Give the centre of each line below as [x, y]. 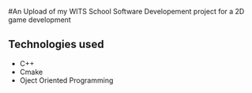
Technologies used [56, 45]
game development [39, 20]
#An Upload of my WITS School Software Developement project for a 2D [126, 11]
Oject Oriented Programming [66, 80]
